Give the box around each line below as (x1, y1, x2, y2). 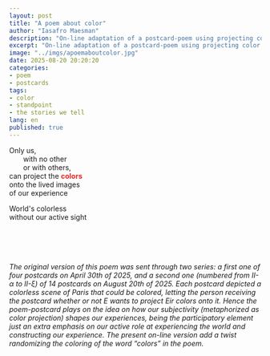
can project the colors (9, 171, 83, 180)
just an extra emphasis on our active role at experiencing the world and (9, 322, 246, 331)
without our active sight (9, 212, 87, 221)
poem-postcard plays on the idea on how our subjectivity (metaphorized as (9, 304, 260, 314)
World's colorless (9, 204, 67, 213)
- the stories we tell (9, 109, 85, 117)
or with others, (23, 162, 71, 172)
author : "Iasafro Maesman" (9, 26, 99, 34)
